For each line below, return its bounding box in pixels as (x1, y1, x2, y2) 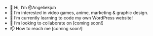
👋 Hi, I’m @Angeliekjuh (9, 5, 56, 10)
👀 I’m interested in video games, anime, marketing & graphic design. (9, 10, 149, 16)
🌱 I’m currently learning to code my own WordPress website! (9, 15, 133, 20)
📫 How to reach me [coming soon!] (9, 26, 83, 31)
